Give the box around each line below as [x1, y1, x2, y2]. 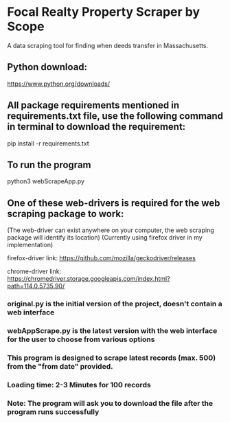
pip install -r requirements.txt [7, 139, 89, 148]
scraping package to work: [7, 207, 124, 220]
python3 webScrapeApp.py [7, 177, 84, 185]
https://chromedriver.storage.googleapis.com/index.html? [7, 275, 170, 283]
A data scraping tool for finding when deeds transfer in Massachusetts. [7, 41, 209, 49]
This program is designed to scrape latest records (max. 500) [7, 353, 216, 363]
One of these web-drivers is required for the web [7, 197, 220, 209]
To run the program [7, 159, 91, 170]
